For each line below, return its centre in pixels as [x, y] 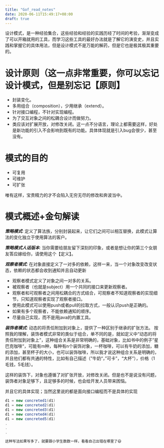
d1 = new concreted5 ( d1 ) [30, 419]
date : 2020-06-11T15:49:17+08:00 [39, 14]
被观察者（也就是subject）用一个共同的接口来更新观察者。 [71, 287]
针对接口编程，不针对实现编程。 [44, 112]
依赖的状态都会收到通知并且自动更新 [50, 270]
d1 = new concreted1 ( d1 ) [30, 401]
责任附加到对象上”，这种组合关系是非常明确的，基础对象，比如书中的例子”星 [82, 340]
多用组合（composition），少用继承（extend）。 [59, 106]
